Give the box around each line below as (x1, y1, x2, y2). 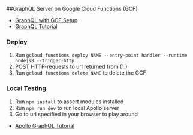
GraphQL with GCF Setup (14, 17, 78, 23)
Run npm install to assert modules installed (14, 98, 124, 105)
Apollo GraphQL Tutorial (14, 122, 75, 129)
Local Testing (6, 84, 47, 93)
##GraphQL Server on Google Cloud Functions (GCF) (6, 5, 138, 12)
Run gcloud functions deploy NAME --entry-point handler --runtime (14, 51, 188, 59)
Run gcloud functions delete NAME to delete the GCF (14, 69, 147, 76)
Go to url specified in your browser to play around (14, 111, 138, 118)
